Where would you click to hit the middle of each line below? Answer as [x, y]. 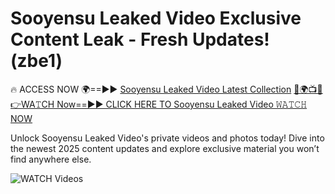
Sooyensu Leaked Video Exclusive [156, 18]
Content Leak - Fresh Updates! [140, 39]
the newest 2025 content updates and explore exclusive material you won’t [165, 148]
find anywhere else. [51, 159]
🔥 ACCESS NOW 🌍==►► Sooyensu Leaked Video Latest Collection [151, 89]
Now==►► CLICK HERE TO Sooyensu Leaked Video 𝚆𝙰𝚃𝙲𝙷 [182, 104]
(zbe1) [36, 61]
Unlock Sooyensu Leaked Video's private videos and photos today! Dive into [167, 138]
